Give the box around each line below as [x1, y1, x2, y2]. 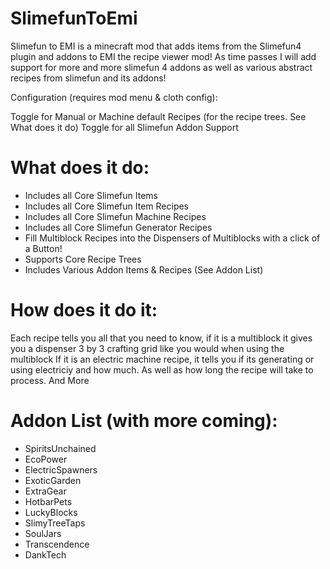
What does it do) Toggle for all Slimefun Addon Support [10, 121, 239, 133]
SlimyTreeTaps [24, 517, 86, 529]
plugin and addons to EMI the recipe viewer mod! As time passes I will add [10, 50, 317, 62]
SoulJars [24, 527, 62, 539]
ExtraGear [24, 485, 67, 497]
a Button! [24, 242, 63, 254]
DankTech [24, 548, 67, 561]
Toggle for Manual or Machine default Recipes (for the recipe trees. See [10, 110, 307, 122]
